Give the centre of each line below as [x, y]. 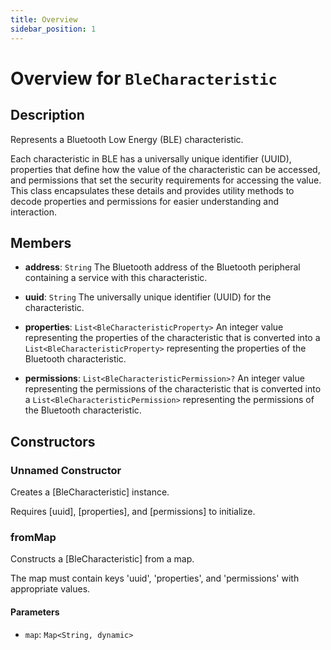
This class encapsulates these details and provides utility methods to [152, 190]
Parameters [35, 612]
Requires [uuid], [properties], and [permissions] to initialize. [133, 511]
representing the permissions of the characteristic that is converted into [173, 389]
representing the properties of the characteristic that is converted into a [172, 338]
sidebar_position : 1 [53, 29]
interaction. [34, 212]
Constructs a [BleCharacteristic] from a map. [102, 559]
